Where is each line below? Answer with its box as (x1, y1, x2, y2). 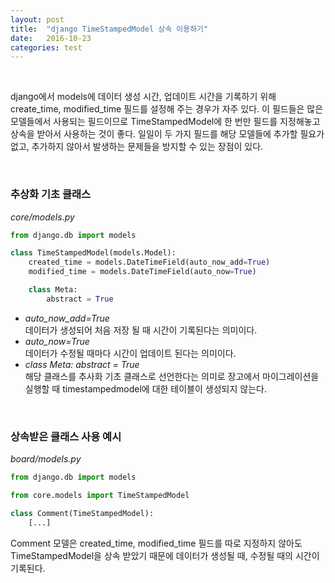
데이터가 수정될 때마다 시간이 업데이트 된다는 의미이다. (24, 347, 237, 359)
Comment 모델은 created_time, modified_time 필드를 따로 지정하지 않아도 (10, 537, 303, 549)
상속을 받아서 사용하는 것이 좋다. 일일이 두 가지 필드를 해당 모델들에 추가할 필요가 (10, 128, 325, 140)
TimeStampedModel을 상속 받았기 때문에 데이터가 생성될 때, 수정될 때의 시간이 (10, 549, 320, 561)
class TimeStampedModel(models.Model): (10, 248, 177, 258)
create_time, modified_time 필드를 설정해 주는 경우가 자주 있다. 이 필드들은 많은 (10, 103, 324, 115)
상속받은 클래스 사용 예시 (10, 429, 122, 443)
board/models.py (10, 453, 82, 465)
